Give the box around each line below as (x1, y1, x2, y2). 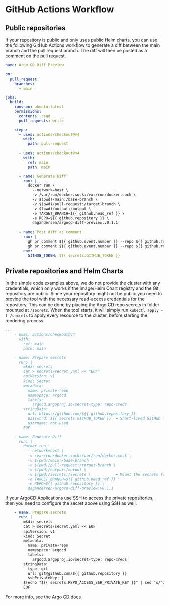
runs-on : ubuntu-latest (14, 104, 64, 109)
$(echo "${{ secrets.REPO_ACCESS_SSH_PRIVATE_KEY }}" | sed (23, 580, 152, 585)
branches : (14, 81, 35, 86)
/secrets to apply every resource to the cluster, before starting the (10, 312, 147, 318)
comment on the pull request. (5, 53, 66, 59)
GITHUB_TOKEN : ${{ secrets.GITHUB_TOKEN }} (27, 253, 121, 258)
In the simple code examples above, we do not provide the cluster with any (5, 280, 160, 286)
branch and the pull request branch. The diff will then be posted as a (5, 48, 147, 53)
